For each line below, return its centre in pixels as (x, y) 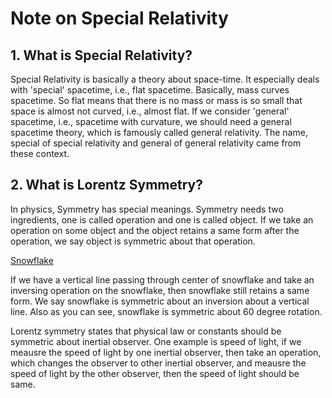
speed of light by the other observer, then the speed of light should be (155, 373)
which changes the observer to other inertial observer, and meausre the (158, 363)
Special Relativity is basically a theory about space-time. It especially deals (165, 79)
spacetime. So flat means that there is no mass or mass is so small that (156, 100)
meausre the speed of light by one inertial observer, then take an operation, (166, 352)
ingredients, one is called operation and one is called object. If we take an (162, 219)
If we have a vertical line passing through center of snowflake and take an (162, 279)
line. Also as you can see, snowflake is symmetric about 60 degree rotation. (166, 311)
